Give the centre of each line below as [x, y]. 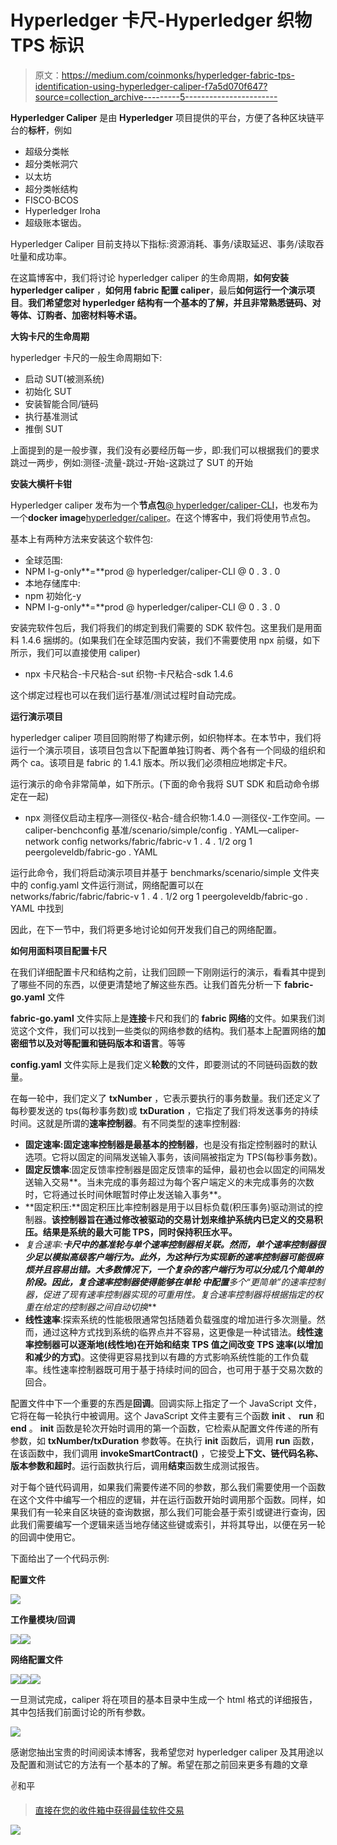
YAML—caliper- [267, 830]
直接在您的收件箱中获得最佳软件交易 [109, 1810]
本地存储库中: [52, 583]
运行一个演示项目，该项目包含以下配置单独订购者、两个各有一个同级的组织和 [168, 750]
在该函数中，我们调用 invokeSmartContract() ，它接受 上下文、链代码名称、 [167, 1453]
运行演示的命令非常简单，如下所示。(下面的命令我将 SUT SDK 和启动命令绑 [165, 783]
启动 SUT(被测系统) [64, 378]
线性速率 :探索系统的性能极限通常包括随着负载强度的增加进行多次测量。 [170, 1319]
